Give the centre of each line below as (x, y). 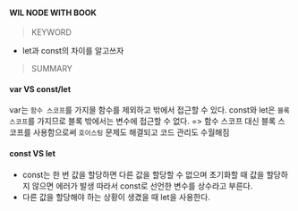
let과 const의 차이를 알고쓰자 (73, 51)
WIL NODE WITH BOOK (53, 13)
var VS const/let (40, 89)
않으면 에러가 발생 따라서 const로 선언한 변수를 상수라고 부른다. (142, 186)
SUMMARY (52, 69)
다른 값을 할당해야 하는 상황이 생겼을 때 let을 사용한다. (116, 197)
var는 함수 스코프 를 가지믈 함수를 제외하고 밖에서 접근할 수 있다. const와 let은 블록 (150, 110)
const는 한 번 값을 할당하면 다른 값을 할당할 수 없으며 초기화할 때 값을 (143, 174)
